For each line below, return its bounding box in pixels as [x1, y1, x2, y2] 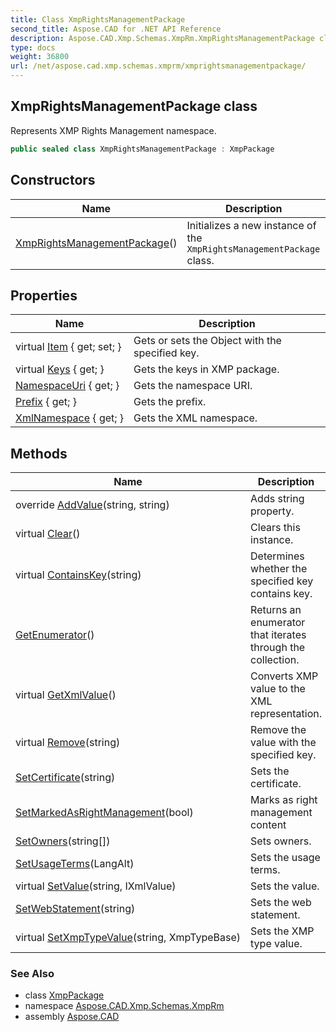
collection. [250, 653, 300, 667]
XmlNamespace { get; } [15, 411, 125, 425]
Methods [10, 445, 68, 462]
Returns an [250, 603, 302, 617]
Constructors [10, 172, 96, 189]
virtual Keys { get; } [15, 362, 105, 376]
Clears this [250, 521, 301, 535]
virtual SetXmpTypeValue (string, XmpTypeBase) [15, 931, 242, 945]
